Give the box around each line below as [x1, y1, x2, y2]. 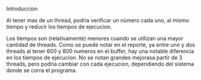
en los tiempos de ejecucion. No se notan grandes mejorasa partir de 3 [6, 54, 182, 61]
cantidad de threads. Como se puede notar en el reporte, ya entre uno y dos [6, 42, 196, 48]
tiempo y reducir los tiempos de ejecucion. [6, 23, 113, 30]
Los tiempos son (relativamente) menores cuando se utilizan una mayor [6, 35, 184, 42]
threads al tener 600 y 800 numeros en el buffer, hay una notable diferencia [6, 48, 194, 55]
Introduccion [6, 5, 38, 12]
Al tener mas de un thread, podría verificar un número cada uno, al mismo [6, 17, 190, 23]
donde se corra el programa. [6, 67, 77, 74]
